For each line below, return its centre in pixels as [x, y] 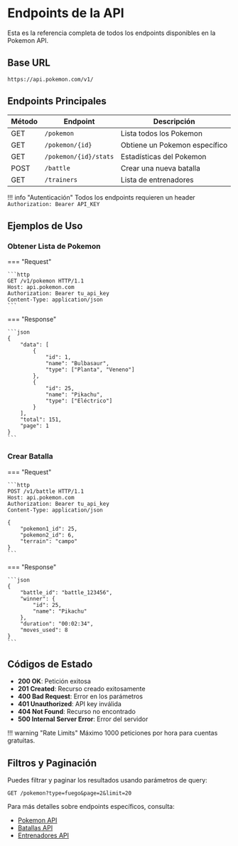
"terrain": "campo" [49, 541]
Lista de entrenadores [157, 180]
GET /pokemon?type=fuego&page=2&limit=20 [70, 793]
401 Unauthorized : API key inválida [70, 704]
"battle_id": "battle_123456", [66, 592]
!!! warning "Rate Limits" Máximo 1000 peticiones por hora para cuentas [113, 733]
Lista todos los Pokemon [161, 133]
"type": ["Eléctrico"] [79, 401]
